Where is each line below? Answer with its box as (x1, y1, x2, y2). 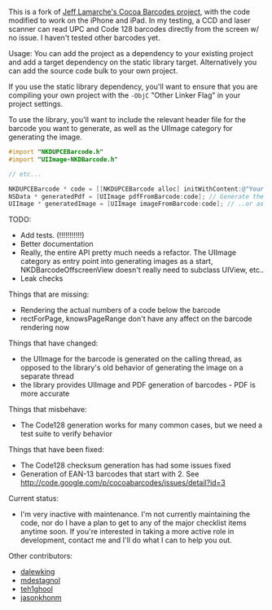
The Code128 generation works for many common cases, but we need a (20, 420, 263, 430)
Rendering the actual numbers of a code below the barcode (20, 305, 222, 315)
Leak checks (20, 274, 64, 283)
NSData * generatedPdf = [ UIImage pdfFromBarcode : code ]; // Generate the (8, 192, 265, 200)
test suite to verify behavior (20, 429, 112, 439)
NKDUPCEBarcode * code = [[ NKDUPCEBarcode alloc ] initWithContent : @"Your (8, 185, 265, 193)
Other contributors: (8, 551, 73, 561)
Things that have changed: (8, 338, 99, 349)
